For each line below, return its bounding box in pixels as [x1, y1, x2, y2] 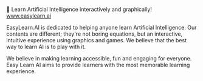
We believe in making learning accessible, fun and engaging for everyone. [6, 55, 192, 62]
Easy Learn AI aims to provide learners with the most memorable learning [6, 61, 190, 68]
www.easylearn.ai [6, 12, 52, 19]
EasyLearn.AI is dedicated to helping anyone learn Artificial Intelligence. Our [6, 24, 197, 31]
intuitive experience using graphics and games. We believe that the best [6, 37, 187, 44]
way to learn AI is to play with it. [6, 43, 86, 50]
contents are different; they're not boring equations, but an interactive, [6, 30, 183, 37]
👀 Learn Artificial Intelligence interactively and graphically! [6, 6, 152, 13]
